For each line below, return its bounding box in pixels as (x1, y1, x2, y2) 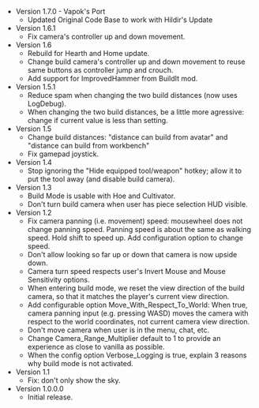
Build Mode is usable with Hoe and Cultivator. (27, 191, 176, 200)
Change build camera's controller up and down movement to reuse (27, 57, 246, 66)
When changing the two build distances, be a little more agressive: (27, 107, 245, 117)
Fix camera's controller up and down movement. (27, 32, 186, 41)
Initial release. (27, 392, 73, 402)
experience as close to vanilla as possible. (27, 342, 165, 351)
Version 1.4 (15, 158, 53, 167)
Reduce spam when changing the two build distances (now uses (27, 91, 238, 99)
